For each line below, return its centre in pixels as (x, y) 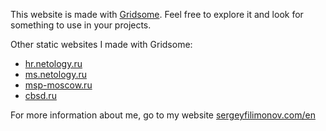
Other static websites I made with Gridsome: (101, 44)
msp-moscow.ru (58, 85)
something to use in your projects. (81, 25)
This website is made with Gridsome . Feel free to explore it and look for (157, 14)
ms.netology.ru (55, 74)
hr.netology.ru (53, 63)
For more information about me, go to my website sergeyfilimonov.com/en (163, 115)
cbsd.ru (40, 95)
